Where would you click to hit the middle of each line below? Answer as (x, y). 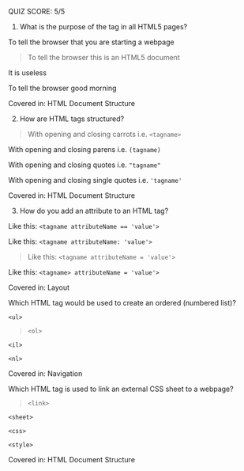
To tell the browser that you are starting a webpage (92, 42)
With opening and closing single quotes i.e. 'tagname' (95, 180)
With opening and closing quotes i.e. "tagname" (84, 165)
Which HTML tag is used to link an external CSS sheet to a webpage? (121, 389)
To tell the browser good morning (62, 88)
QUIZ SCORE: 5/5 (37, 11)
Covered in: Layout (39, 287)
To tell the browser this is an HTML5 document (103, 57)
